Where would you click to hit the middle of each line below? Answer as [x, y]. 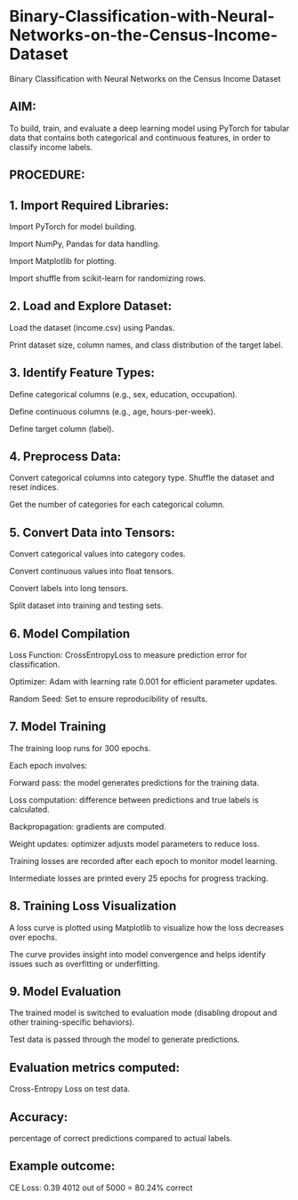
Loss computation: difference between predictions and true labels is [134, 800]
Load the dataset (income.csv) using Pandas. [92, 327]
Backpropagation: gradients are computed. [88, 826]
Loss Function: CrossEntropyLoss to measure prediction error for [128, 655]
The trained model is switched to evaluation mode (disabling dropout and [143, 1013]
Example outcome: [62, 1166]
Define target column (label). [62, 428]
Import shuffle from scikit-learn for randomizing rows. [108, 278]
